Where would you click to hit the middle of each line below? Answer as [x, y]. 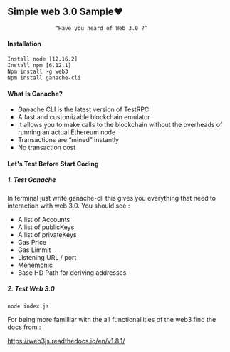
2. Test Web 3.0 [31, 289]
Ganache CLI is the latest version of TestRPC [83, 109]
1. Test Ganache [32, 180]
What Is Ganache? [35, 94]
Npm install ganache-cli [44, 78]
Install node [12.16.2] [43, 59]
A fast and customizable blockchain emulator [84, 117]
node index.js [28, 306]
